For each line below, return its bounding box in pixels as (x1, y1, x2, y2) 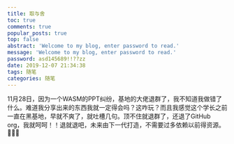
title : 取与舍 (7, 10, 45, 17)
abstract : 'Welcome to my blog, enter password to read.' (7, 42, 180, 49)
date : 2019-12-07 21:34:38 (7, 62, 86, 69)
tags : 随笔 (7, 68, 37, 75)
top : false (7, 36, 39, 43)
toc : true (7, 17, 36, 24)
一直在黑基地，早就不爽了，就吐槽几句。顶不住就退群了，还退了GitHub (7, 112, 211, 120)
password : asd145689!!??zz (7, 56, 86, 63)
